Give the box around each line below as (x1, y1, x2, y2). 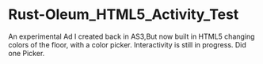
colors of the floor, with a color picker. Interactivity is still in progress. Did (8, 40, 247, 49)
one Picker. (8, 48, 45, 58)
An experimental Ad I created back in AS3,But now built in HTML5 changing (8, 32, 255, 41)
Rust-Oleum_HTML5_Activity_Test (8, 6, 239, 24)
